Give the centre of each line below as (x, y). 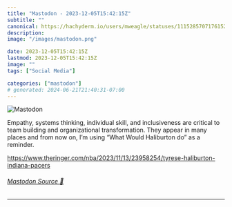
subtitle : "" (26, 20)
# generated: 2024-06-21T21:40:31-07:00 (66, 90)
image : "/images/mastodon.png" (52, 39)
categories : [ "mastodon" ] (44, 83)
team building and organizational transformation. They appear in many (107, 130)
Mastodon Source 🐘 (36, 181)
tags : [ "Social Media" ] (41, 71)
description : (26, 33)
